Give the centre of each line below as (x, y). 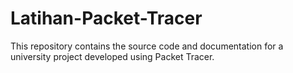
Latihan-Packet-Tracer (106, 18)
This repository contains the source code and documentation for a (147, 46)
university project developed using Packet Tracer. (112, 56)
